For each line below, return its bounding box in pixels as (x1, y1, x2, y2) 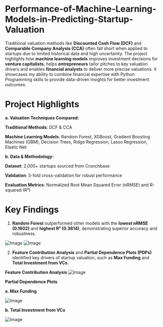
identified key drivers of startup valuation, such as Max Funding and (12, 254, 149, 260)
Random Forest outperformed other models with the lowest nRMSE (12, 220, 148, 226)
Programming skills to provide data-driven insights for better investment (5, 77, 149, 82)
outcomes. (5, 81, 27, 87)
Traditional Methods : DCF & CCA (5, 124, 72, 130)
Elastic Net (5, 144, 27, 150)
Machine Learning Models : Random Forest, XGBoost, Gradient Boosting (5, 134, 150, 139)
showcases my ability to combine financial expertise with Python (5, 71, 135, 77)
